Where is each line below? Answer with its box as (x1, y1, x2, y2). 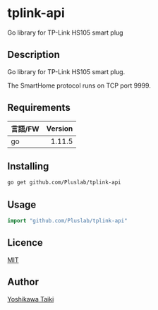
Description (7, 49, 60, 61)
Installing (7, 160, 49, 172)
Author (7, 276, 39, 288)
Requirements (7, 102, 71, 114)
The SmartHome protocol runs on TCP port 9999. (7, 81, 152, 90)
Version (46, 124, 73, 133)
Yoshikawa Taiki (7, 294, 54, 303)
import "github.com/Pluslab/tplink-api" (7, 217, 128, 225)
